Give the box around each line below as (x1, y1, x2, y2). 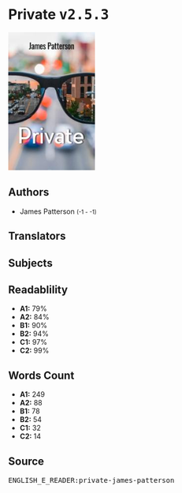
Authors (8, 185, 50, 199)
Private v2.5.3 (8, 6, 110, 24)
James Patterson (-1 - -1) (19, 207, 97, 216)
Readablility (8, 282, 69, 297)
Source (8, 454, 45, 468)
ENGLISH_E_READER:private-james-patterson (8, 476, 175, 484)
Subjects (8, 256, 53, 270)
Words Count (8, 368, 75, 382)
